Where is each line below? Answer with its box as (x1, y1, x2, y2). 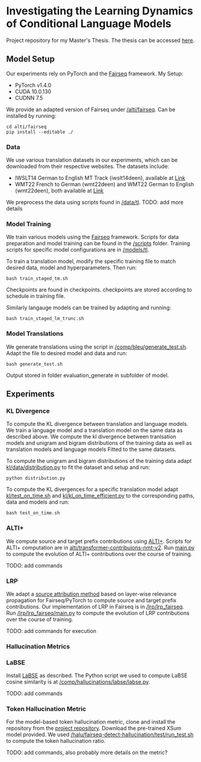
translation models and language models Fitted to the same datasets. (6, 446, 176, 453)
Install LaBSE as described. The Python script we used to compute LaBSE (6, 672, 188, 679)
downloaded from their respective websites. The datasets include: (6, 163, 169, 170)
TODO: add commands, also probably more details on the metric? (6, 749, 168, 756)
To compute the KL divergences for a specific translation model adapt (6, 486, 178, 493)
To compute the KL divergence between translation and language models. (6, 420, 188, 428)
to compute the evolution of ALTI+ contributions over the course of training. (6, 550, 193, 557)
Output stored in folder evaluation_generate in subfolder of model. (6, 371, 169, 379)
